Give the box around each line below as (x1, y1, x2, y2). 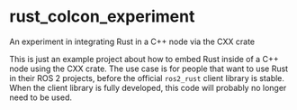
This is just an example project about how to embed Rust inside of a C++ (9, 53, 279, 64)
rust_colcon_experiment (9, 6, 195, 27)
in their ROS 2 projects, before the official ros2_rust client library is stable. (9, 72, 285, 83)
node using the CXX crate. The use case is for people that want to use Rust (9, 63, 289, 74)
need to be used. (9, 92, 72, 103)
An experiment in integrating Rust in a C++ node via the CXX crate (9, 36, 256, 47)
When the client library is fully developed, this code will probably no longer (9, 82, 287, 93)
